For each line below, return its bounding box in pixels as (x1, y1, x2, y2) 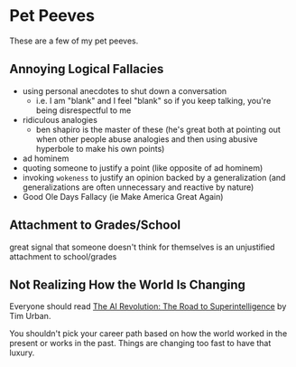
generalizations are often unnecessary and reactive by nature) (22, 182, 254, 193)
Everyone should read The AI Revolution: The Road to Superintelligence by (9, 301, 287, 312)
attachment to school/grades (9, 250, 117, 262)
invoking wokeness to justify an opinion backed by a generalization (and (22, 172, 286, 183)
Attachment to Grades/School (9, 218, 181, 233)
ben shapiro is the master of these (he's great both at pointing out (35, 124, 282, 135)
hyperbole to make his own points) (35, 143, 165, 154)
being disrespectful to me (35, 105, 132, 116)
